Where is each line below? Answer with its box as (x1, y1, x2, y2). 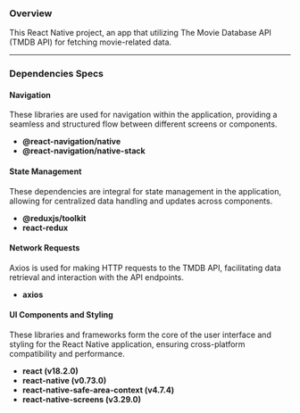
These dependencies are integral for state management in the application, (9, 186, 281, 196)
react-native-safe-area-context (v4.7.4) (21, 384, 175, 395)
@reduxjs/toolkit (21, 212, 87, 223)
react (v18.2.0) (21, 366, 79, 376)
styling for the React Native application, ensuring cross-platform (9, 339, 246, 350)
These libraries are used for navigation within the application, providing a (9, 110, 278, 120)
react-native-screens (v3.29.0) (21, 394, 141, 405)
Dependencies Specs (9, 68, 104, 80)
